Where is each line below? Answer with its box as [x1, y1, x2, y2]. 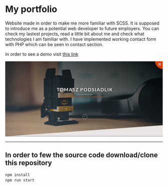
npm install [5, 172, 30, 177]
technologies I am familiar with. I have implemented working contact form [5, 36, 156, 42]
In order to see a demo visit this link [5, 51, 78, 57]
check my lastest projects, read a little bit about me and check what [5, 31, 144, 37]
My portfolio [5, 4, 57, 15]
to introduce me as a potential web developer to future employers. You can [5, 25, 159, 31]
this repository [5, 159, 52, 167]
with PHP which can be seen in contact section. [5, 41, 103, 47]
